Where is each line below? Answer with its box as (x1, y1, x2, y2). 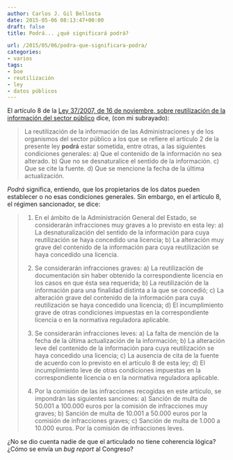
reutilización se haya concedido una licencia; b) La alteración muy (34, 236, 224, 244)
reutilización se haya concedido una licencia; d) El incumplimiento (34, 301, 224, 310)
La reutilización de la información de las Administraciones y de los (24, 127, 214, 136)
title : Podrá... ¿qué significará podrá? (7, 29, 129, 37)
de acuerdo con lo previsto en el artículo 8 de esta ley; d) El (34, 359, 205, 367)
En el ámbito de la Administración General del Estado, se (34, 214, 197, 222)
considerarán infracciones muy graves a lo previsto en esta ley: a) (34, 221, 224, 230)
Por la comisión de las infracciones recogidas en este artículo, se (34, 387, 222, 395)
